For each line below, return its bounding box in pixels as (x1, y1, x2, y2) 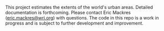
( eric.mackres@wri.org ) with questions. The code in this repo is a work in (5, 15, 159, 20)
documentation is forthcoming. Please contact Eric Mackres (5, 9, 131, 15)
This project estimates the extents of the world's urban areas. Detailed (5, 4, 153, 10)
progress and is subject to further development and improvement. (5, 20, 144, 26)
